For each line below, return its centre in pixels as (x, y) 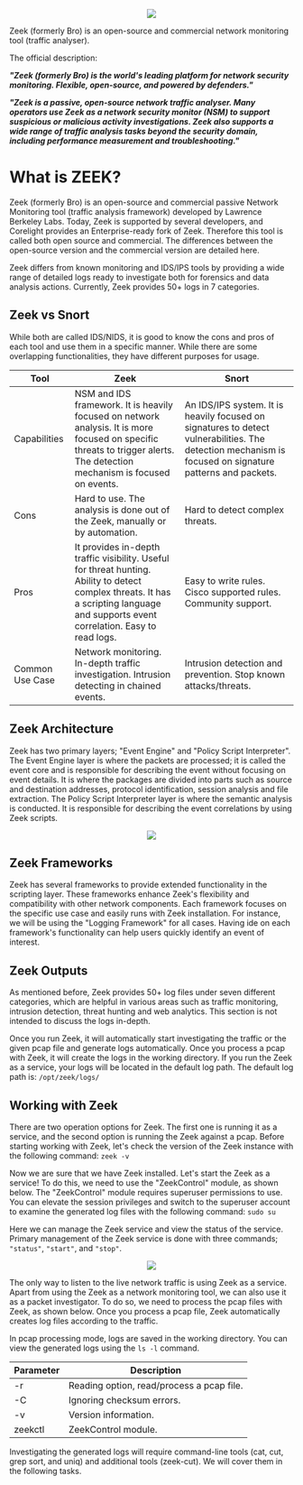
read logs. (96, 637)
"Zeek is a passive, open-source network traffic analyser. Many (133, 102)
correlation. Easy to (115, 625)
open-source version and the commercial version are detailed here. (134, 250)
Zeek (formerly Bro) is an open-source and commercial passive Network (144, 202)
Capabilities (39, 438)
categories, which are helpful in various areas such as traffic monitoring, (144, 1002)
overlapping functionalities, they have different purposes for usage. (134, 355)
